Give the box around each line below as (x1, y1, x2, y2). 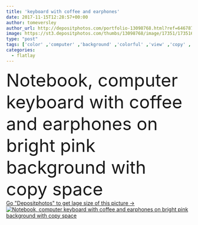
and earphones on (6, 112, 158, 135)
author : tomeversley (6, 19, 57, 25)
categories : (6, 47, 35, 53)
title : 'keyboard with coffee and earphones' (6, 8, 120, 15)
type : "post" (6, 36, 38, 42)
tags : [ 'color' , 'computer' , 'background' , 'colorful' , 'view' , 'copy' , (6, 42, 192, 48)
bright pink (6, 134, 96, 156)
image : (6, 31, 22, 37)
